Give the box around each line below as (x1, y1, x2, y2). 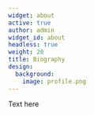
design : (8, 63, 34, 71)
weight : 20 (8, 48, 44, 56)
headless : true (8, 41, 58, 49)
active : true (8, 19, 51, 27)
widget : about (8, 11, 55, 20)
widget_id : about (8, 33, 66, 42)
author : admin (8, 26, 55, 34)
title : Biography (8, 56, 66, 64)
